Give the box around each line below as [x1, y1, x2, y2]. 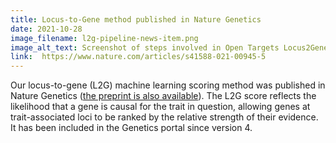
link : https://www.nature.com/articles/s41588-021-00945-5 [10, 52, 267, 62]
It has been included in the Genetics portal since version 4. [10, 122, 253, 134]
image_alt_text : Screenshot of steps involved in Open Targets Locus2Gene [10, 42, 329, 53]
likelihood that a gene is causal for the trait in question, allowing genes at [10, 101, 311, 113]
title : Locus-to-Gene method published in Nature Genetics [10, 14, 262, 25]
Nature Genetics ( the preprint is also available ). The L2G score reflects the [10, 90, 317, 102]
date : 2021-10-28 [10, 24, 83, 34]
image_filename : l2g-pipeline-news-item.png [10, 33, 199, 43]
